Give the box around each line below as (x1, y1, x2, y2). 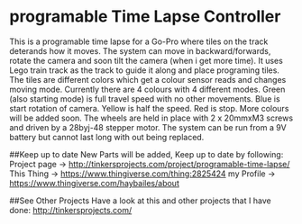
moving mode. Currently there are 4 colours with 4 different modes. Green (9, 84, 286, 94)
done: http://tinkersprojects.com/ (9, 204, 133, 215)
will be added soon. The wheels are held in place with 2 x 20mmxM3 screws (9, 112, 294, 123)
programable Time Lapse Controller (9, 6, 281, 27)
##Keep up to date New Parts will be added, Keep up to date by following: (9, 148, 284, 159)
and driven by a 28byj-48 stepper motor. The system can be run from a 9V (9, 121, 287, 132)
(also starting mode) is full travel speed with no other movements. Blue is (9, 93, 281, 104)
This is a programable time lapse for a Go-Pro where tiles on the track (9, 36, 269, 47)
